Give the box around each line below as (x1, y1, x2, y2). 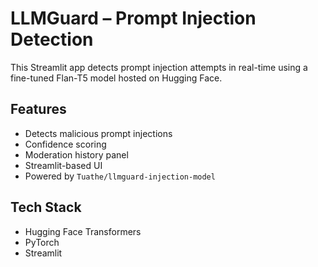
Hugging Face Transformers (24, 225, 142, 237)
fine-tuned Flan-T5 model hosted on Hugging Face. (10, 72, 223, 84)
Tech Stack (10, 199, 82, 216)
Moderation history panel (24, 148, 129, 161)
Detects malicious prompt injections (24, 127, 173, 139)
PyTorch (24, 236, 60, 248)
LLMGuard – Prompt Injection (10, 7, 257, 30)
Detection (10, 28, 94, 51)
